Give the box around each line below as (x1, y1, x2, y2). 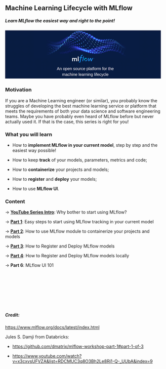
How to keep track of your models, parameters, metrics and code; (12, 157, 147, 163)
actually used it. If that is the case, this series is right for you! (5, 119, 129, 124)
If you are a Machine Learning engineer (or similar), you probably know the (5, 97, 158, 103)
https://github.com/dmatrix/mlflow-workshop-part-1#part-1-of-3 (12, 343, 144, 350)
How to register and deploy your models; (12, 176, 97, 182)
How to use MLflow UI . (12, 185, 59, 192)
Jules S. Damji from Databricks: (5, 334, 69, 340)
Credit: (5, 312, 20, 318)
